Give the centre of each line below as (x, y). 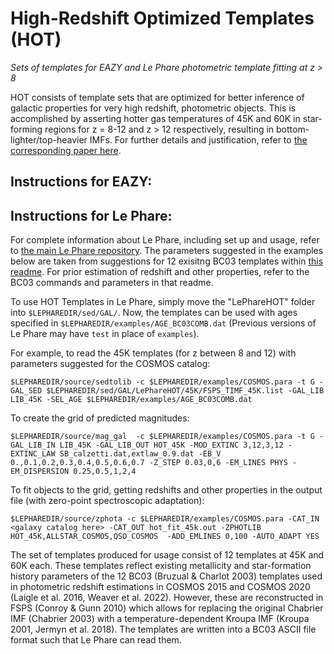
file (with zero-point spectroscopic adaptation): (107, 501)
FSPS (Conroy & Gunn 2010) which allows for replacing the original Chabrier (167, 608)
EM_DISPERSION (40, 472)
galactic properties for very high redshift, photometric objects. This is (153, 108)
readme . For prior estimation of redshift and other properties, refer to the (160, 272)
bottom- (293, 129)
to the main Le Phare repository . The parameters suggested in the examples (167, 251)
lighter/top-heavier (49, 139)
